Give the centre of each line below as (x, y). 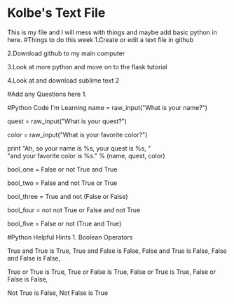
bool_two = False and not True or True (62, 183)
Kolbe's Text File (56, 13)
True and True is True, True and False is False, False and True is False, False (117, 251)
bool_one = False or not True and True (62, 169)
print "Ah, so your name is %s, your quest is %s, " (79, 148)
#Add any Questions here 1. (47, 94)
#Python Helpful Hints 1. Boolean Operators (70, 237)
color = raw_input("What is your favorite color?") (77, 134)
